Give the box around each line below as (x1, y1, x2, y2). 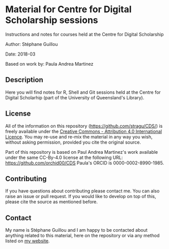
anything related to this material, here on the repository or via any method (5, 233, 160, 239)
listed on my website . (5, 238, 50, 244)
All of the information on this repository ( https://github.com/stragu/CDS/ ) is (5, 123, 163, 129)
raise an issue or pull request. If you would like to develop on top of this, (5, 193, 156, 200)
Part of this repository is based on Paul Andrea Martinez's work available (5, 149, 158, 155)
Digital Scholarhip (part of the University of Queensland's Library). (5, 94, 145, 100)
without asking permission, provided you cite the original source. (5, 139, 141, 145)
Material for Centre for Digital (5, 4, 132, 15)
